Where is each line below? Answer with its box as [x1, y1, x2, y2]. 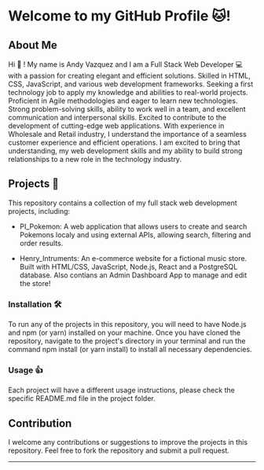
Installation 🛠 [8, 299, 62, 310]
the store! [19, 278, 51, 288]
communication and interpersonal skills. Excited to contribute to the [8, 113, 226, 122]
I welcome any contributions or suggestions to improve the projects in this [8, 438, 248, 447]
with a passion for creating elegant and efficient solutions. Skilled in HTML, [8, 71, 251, 80]
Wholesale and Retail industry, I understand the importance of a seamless [8, 130, 247, 138]
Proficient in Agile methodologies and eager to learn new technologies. [8, 96, 238, 105]
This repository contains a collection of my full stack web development [8, 198, 237, 207]
